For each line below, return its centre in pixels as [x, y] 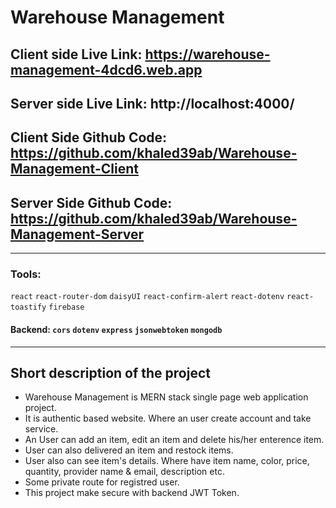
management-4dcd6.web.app [106, 69]
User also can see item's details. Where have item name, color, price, [167, 461]
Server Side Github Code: [91, 202]
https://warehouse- [207, 54]
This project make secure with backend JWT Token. [132, 493]
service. [41, 429]
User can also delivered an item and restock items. [129, 450]
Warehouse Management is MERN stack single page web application [166, 397]
